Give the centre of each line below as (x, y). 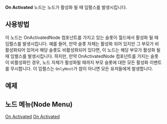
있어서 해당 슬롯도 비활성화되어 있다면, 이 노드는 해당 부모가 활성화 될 (94, 50)
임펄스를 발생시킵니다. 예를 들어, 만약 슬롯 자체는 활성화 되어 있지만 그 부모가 (80, 43)
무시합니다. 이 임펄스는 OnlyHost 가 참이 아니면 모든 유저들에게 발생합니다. (82, 68)
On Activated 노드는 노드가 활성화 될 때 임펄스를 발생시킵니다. (66, 7)
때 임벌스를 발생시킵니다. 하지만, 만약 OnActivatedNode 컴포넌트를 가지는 (77, 56)
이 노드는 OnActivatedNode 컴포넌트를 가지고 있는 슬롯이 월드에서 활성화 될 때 (82, 37)
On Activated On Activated (32, 117)
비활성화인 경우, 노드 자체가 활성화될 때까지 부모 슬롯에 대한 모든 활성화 (79, 62)
